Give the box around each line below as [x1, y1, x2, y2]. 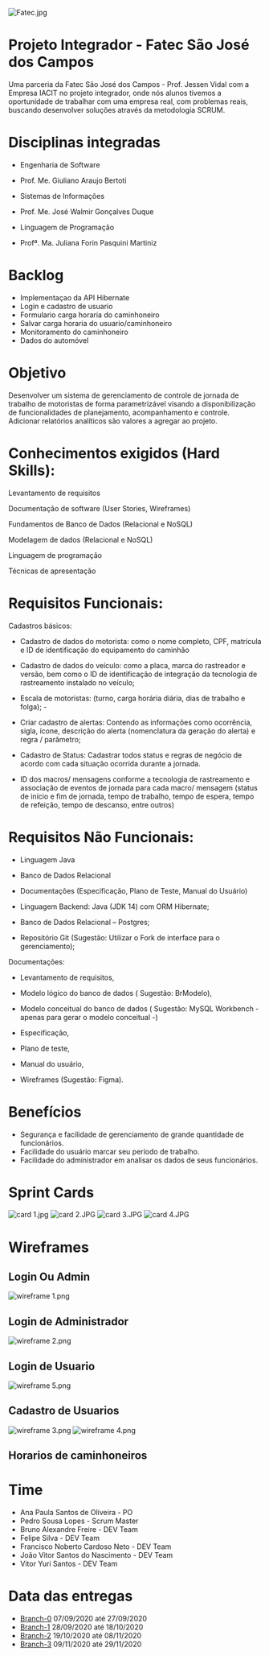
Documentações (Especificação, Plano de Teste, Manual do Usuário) [19, 886, 248, 895]
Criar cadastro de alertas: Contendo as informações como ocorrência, [19, 717, 253, 727]
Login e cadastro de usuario [19, 301, 113, 311]
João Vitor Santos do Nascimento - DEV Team [19, 1551, 173, 1560]
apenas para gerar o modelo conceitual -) [19, 1012, 158, 1022]
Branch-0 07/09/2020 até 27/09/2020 [19, 1614, 147, 1624]
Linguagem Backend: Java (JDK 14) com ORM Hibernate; [19, 902, 210, 911]
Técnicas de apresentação [8, 566, 96, 576]
